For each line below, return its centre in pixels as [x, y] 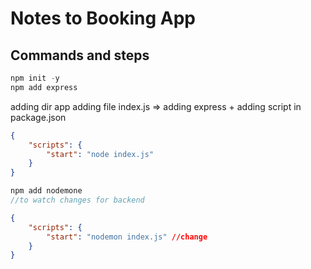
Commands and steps [80, 55]
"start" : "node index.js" [100, 154]
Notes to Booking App [103, 18]
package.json [38, 117]
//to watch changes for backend [77, 200]
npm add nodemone [46, 191]
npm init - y [35, 78]
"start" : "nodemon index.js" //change [127, 237]
